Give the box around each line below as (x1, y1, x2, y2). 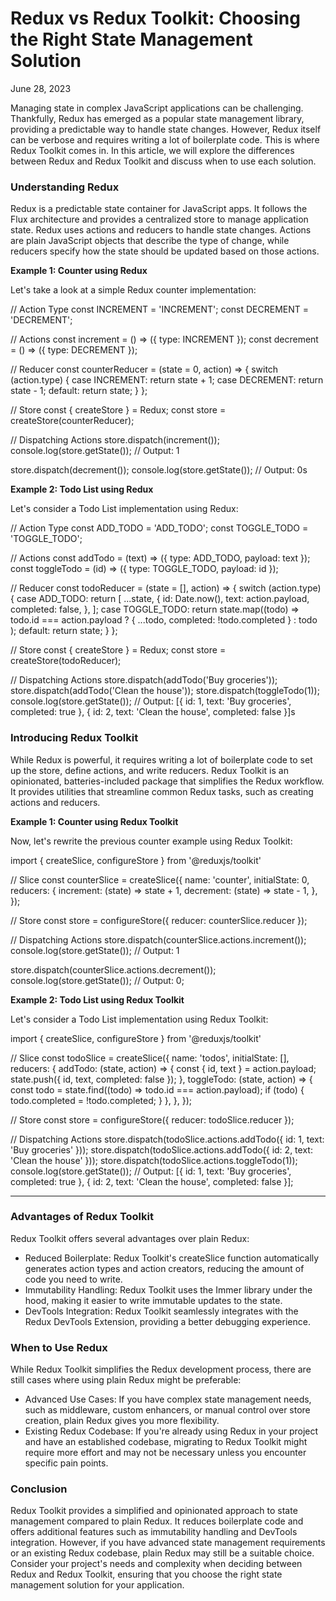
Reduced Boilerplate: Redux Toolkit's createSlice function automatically (24, 1252, 320, 1264)
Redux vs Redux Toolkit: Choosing (10, 7, 301, 30)
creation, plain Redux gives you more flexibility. (24, 1415, 220, 1427)
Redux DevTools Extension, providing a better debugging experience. (24, 1315, 311, 1327)
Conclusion (10, 1482, 68, 1496)
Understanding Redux (10, 180, 120, 194)
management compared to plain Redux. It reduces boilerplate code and (10, 1515, 304, 1527)
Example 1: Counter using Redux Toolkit (10, 815, 179, 827)
